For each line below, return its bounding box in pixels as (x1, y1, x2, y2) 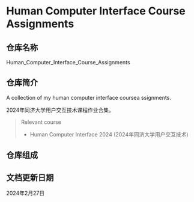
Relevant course (20, 118, 61, 126)
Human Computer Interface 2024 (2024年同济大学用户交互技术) (29, 130, 189, 138)
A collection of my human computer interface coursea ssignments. (6, 94, 171, 101)
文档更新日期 (6, 173, 54, 183)
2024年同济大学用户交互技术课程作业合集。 (6, 106, 114, 114)
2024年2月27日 (6, 189, 45, 197)
